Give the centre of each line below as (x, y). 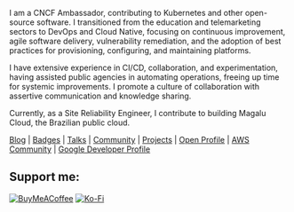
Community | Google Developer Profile (80, 149)
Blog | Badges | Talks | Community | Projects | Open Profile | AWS (130, 140)
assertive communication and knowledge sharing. (100, 96)
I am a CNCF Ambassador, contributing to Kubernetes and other (126, 13)
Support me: (44, 177)
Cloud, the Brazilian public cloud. (70, 122)
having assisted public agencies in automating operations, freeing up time (144, 77)
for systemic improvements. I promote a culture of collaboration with (135, 86)
